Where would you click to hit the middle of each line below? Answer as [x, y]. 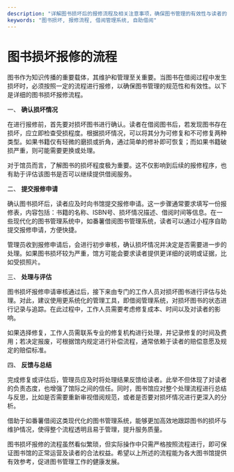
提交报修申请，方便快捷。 [44, 230]
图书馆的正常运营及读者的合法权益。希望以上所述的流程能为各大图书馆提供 [120, 453]
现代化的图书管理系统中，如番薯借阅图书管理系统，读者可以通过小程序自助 [120, 221]
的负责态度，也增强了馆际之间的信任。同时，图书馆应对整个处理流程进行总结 [117, 388]
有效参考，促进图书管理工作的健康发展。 [65, 462]
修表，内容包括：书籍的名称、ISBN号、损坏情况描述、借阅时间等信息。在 [112, 213]
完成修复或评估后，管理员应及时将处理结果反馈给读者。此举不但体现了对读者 [117, 380]
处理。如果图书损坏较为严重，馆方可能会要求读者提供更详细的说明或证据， [114, 253]
